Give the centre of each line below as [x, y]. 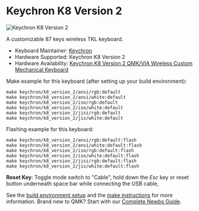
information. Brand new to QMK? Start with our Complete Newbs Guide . [94, 201]
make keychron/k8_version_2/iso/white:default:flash [73, 156]
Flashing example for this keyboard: [50, 129]
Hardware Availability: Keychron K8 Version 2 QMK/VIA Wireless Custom [104, 63]
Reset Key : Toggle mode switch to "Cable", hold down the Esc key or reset [97, 177]
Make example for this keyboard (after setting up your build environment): [97, 81]
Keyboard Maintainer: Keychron [53, 50]
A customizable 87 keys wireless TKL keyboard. [65, 39]
